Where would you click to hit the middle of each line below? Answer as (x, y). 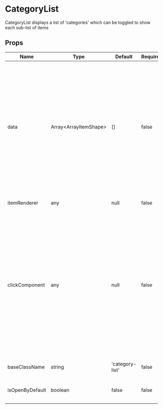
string (57, 367)
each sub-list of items (27, 27)
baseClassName (26, 367)
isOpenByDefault (27, 390)
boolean (60, 390)
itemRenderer (23, 203)
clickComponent (26, 285)
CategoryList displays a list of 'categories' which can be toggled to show (78, 22)
